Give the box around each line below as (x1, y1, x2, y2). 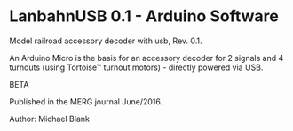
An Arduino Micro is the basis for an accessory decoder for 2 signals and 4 (9, 52, 284, 63)
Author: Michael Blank (9, 113, 91, 124)
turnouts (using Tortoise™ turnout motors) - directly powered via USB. (9, 62, 264, 73)
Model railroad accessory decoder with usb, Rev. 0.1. (9, 35, 202, 46)
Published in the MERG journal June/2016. (9, 96, 162, 107)
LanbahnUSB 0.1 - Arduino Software (9, 6, 280, 27)
